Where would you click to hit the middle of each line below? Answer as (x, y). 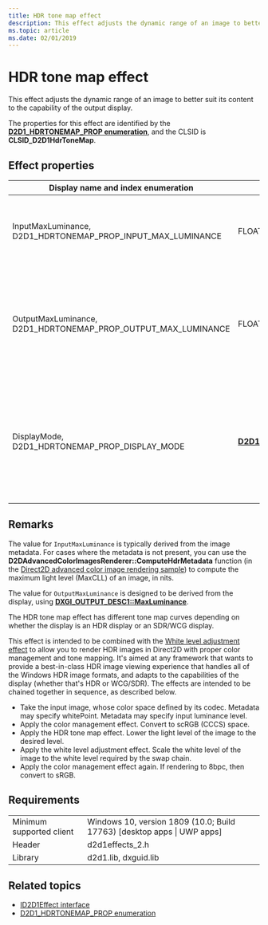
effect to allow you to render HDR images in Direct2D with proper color (124, 649)
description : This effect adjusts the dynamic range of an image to (124, 23)
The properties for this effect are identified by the (90, 124)
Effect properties (51, 165)
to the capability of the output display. (71, 108)
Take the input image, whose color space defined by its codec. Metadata (140, 707)
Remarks (31, 524)
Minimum (30, 821)
